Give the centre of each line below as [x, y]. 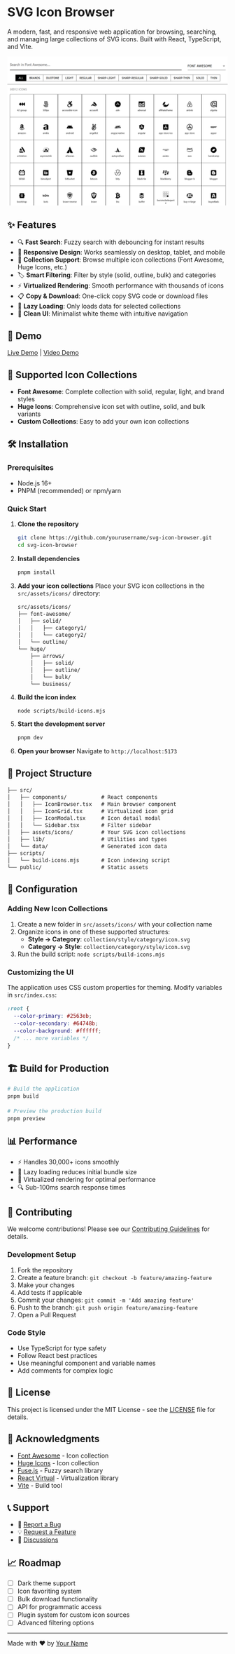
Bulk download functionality [57, 1599]
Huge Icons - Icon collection [58, 1463]
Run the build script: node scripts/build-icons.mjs [91, 954]
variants [29, 414]
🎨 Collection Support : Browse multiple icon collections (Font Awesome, [121, 260]
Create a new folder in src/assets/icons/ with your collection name [115, 924]
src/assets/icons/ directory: [59, 593]
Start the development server [61, 724]
